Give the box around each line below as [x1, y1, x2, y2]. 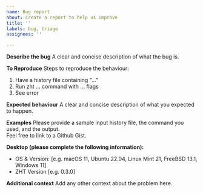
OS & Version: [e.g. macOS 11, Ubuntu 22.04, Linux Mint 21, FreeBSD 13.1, [15, 155, 198, 163]
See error [15, 89, 39, 96]
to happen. [6, 107, 33, 115]
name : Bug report [6, 8, 50, 15]
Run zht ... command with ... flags [15, 83, 99, 90]
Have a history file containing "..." [15, 77, 99, 84]
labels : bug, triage [6, 25, 59, 32]
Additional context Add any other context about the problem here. [6, 180, 173, 187]
